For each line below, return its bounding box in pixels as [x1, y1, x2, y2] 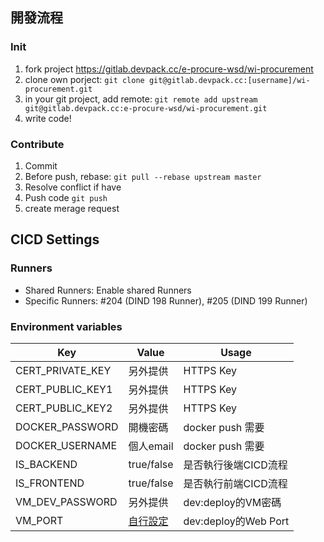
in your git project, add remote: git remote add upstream [24, 93, 258, 105]
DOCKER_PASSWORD [15, 419, 119, 433]
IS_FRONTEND [15, 476, 85, 490]
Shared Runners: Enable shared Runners [24, 284, 192, 296]
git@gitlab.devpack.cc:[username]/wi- [148, 75, 311, 85]
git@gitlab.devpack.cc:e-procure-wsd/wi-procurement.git [24, 103, 268, 113]
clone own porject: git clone [24, 73, 145, 85]
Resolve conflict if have [24, 181, 122, 193]
